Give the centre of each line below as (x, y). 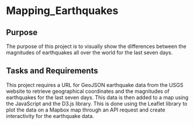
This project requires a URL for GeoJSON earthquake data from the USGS (95, 85)
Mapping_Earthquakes (62, 11)
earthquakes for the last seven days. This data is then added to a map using (97, 97)
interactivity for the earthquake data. (50, 116)
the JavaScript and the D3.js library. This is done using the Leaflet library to (97, 103)
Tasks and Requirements (52, 71)
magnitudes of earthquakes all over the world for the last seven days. (89, 53)
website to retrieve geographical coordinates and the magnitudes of (88, 91)
